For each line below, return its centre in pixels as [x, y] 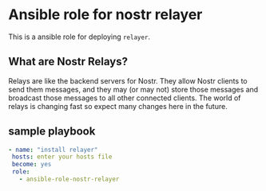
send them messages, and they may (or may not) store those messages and [133, 89]
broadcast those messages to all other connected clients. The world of [125, 98]
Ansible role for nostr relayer [105, 15]
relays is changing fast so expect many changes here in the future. [118, 106]
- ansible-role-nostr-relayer [69, 179]
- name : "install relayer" [53, 150]
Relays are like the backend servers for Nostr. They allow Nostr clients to [128, 80]
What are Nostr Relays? [68, 62]
